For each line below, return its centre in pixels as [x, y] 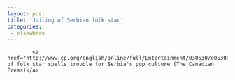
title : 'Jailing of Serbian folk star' [65, 20]
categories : [24, 26]
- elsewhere [28, 33]
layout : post [26, 14]
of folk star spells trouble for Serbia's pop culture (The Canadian [111, 64]
